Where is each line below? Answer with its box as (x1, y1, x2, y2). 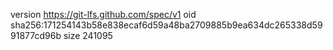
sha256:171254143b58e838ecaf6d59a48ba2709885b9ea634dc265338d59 (10, 19, 323, 31)
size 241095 (63, 30, 113, 41)
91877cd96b (10, 30, 62, 41)
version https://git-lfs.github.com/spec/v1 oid (10, 9, 197, 20)
